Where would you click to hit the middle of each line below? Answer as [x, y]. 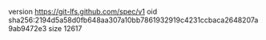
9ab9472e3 [28, 28]
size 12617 [65, 28]
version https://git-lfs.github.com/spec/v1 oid [83, 12]
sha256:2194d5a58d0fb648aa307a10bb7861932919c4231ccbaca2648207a [133, 20]
